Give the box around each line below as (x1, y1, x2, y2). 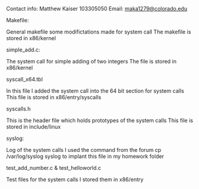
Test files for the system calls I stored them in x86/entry (6, 176, 144, 183)
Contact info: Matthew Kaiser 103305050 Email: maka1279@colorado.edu (6, 5, 188, 12)
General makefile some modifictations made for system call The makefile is (6, 28, 191, 35)
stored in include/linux (6, 123, 61, 130)
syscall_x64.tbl (6, 76, 43, 83)
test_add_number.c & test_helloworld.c (6, 164, 102, 171)
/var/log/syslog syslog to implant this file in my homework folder (6, 153, 164, 160)
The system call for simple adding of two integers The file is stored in (6, 58, 177, 65)
